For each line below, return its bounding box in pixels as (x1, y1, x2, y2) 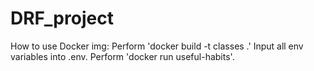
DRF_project (10, 7, 114, 30)
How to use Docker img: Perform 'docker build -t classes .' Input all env (10, 40, 304, 52)
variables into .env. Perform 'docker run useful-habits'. (10, 50, 235, 62)
